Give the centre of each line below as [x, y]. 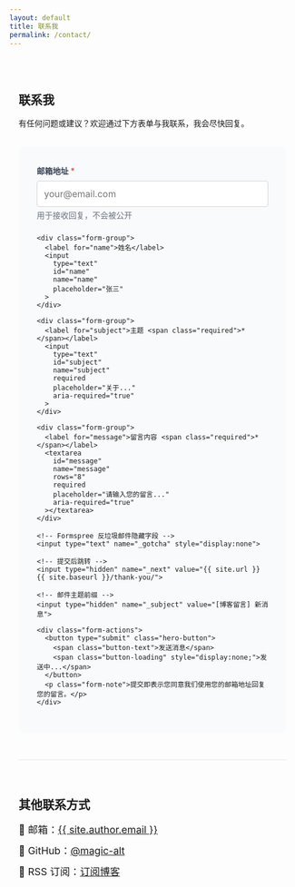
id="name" [72, 272]
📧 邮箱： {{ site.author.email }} [88, 830]
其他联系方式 [54, 804]
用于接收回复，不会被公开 [84, 215]
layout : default [40, 18]
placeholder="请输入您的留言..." [111, 495]
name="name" [75, 280]
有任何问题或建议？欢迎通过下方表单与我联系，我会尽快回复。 [134, 123]
